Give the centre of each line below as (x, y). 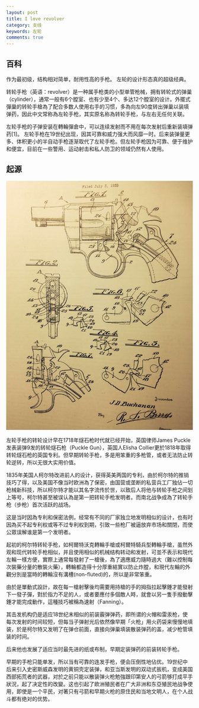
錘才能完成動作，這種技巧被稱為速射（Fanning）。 (67, 601)
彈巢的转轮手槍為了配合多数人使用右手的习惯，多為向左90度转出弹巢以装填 (98, 106)
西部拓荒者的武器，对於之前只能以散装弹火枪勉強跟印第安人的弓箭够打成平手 (99, 677)
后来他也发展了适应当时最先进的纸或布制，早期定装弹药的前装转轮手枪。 (94, 649)
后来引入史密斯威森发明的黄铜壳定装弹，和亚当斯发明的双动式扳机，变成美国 (99, 669)
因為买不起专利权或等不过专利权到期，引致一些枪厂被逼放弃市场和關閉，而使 (99, 524)
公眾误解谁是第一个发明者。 (40, 532)
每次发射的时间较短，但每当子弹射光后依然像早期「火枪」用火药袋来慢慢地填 (99, 621)
